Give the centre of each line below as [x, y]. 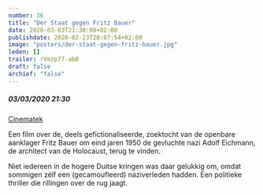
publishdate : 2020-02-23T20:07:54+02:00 [76, 37]
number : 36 [26, 15]
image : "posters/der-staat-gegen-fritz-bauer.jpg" [93, 45]
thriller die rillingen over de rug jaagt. [68, 182]
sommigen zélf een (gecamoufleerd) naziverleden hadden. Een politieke [125, 175]
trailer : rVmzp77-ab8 [44, 60]
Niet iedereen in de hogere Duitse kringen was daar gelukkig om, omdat [125, 166]
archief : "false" [37, 74]
